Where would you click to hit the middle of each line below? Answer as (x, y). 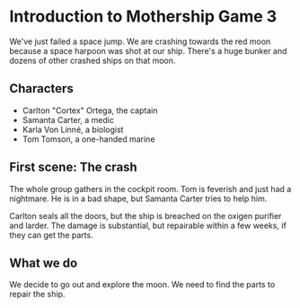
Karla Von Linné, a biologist (73, 129)
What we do (44, 263)
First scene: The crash (73, 167)
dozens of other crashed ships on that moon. (93, 60)
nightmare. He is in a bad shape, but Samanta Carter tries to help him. (138, 198)
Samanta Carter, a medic (68, 119)
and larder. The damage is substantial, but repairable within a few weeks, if (148, 225)
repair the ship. (37, 295)
